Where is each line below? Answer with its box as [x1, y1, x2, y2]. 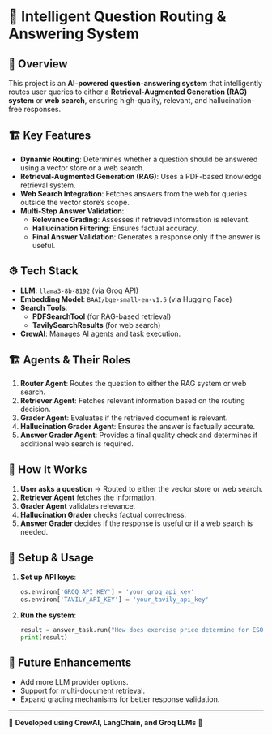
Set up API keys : [19, 572, 77, 582]
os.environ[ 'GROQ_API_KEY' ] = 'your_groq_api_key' [19, 588, 195, 596]
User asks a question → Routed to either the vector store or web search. [19, 484, 263, 494]
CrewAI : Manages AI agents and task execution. [19, 329, 181, 338]
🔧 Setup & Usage [8, 551, 95, 565]
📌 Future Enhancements [8, 655, 132, 669]
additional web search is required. [19, 439, 134, 449]
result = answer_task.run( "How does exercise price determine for [19, 625, 249, 634]
